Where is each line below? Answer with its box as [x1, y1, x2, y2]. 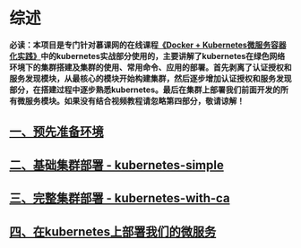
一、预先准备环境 [9, 124, 104, 140]
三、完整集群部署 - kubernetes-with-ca [9, 191, 230, 206]
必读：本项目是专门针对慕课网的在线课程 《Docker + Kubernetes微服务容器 [9, 39, 287, 50]
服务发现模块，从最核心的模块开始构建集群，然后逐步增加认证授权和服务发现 [9, 73, 292, 83]
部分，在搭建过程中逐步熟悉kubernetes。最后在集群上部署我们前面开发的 [9, 84, 281, 95]
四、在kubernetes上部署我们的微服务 [9, 224, 217, 239]
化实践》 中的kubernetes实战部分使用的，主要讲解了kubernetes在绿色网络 [9, 50, 286, 61]
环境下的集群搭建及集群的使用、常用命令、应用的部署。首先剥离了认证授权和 [9, 62, 292, 73]
